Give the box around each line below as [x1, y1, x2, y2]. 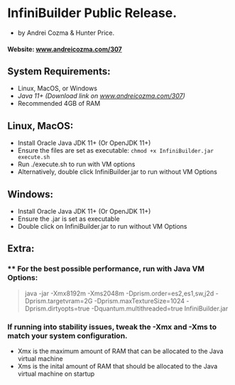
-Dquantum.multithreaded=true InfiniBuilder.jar [91, 304, 229, 313]
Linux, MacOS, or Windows [17, 84, 98, 93]
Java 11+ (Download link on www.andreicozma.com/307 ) [17, 92, 186, 100]
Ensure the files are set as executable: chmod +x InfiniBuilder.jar [17, 146, 214, 155]
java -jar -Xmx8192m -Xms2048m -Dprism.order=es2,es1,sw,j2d [24, 289, 214, 298]
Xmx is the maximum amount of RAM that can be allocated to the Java [17, 347, 224, 355]
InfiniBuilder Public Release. [7, 5, 177, 21]
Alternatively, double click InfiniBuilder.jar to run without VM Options [17, 168, 218, 176]
